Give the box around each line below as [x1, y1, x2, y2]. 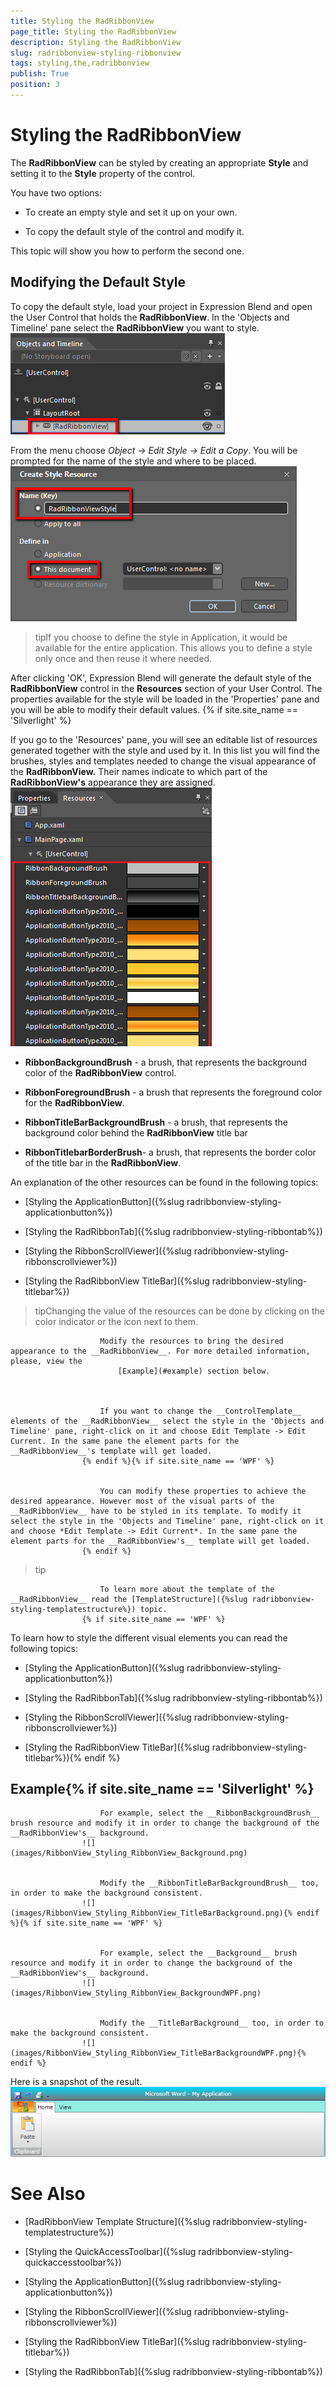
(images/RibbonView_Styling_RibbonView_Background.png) [10, 1848, 248, 1859]
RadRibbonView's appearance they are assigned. [10, 776, 216, 788]
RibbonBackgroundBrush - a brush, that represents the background [24, 1056, 308, 1068]
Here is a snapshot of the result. [10, 2076, 143, 2088]
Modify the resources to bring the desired [99, 1336, 284, 1346]
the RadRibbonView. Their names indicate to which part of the [10, 765, 268, 777]
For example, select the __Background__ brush [99, 1948, 298, 1959]
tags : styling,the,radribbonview [10, 58, 150, 69]
